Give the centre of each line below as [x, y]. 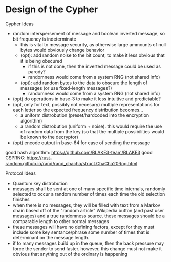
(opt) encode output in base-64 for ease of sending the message [81, 143]
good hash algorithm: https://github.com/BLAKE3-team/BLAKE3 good [79, 152]
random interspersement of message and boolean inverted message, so [89, 33]
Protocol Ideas [20, 173]
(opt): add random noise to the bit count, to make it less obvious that [92, 55]
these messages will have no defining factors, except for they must [83, 227]
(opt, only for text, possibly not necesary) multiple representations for [86, 104]
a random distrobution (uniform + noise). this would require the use [91, 126]
